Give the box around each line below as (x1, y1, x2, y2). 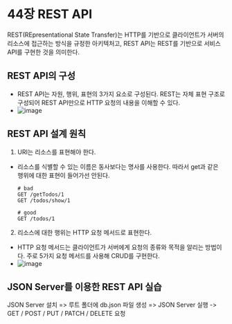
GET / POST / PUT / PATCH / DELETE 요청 (7, 309, 126, 318)
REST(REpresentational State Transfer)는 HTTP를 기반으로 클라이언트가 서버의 (7, 30, 224, 39)
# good (17, 209, 37, 216)
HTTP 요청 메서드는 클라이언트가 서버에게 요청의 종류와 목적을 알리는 (17, 243, 204, 251)
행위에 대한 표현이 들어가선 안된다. (17, 171, 110, 179)
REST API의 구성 (7, 70, 76, 82)
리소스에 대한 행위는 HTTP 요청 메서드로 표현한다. (17, 228, 152, 236)
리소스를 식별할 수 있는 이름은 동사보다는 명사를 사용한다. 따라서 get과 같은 (17, 162, 219, 170)
